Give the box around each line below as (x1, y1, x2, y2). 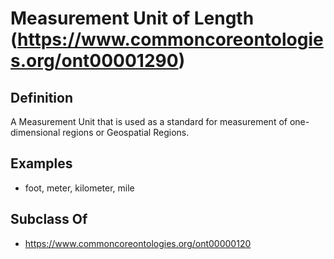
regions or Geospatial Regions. (62, 127, 190, 138)
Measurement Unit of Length (10, 7, 255, 30)
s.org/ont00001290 (10, 50, 179, 72)
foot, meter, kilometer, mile (24, 182, 135, 194)
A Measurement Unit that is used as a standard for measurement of (10, 116, 288, 127)
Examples (10, 155, 73, 172)
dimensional (10, 127, 61, 138)
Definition (10, 89, 73, 106)
